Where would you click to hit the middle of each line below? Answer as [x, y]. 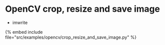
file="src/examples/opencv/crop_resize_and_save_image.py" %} [71, 37]
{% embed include [24, 32]
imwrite [20, 22]
